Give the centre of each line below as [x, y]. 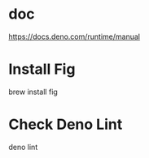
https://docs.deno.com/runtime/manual [74, 36]
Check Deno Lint [66, 124]
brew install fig [33, 92]
